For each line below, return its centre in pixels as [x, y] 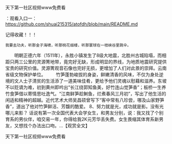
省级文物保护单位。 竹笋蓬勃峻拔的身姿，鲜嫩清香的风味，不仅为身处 [82, 75]
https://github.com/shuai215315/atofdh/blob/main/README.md [72, 24]
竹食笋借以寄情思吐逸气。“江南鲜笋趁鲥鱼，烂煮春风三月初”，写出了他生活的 [86, 94]
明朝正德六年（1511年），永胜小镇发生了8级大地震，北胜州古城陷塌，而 [88, 55]
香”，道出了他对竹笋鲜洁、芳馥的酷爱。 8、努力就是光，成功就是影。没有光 [84, 106]
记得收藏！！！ [21, 34]
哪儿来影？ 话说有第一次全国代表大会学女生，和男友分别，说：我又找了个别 [84, 113]
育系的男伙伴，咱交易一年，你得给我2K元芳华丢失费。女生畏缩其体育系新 [82, 119]
